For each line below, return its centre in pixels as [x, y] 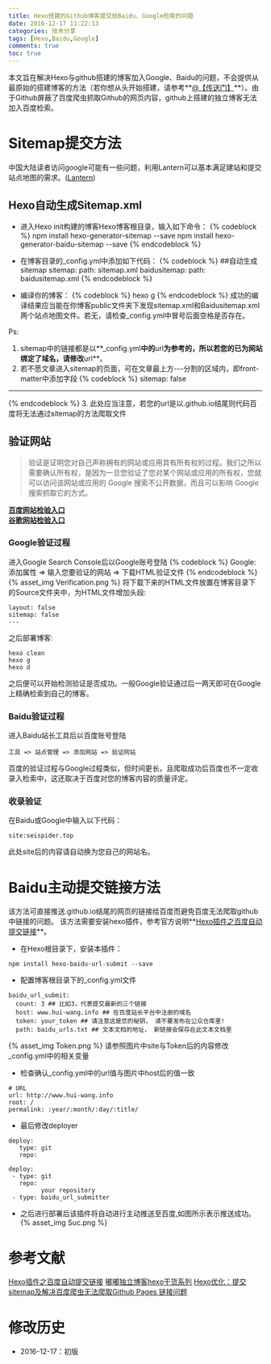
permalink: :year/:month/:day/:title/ [73, 1110]
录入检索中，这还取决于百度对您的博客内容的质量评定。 [100, 779]
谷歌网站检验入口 [37, 520]
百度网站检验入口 [37, 509]
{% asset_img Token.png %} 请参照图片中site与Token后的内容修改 [119, 1046]
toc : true [25, 53]
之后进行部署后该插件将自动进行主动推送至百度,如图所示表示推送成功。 [138, 1214]
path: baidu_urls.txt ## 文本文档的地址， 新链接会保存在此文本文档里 [124, 1030]
